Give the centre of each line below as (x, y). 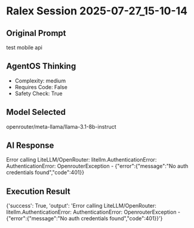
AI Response (30, 146)
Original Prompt (36, 33)
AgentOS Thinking (41, 66)
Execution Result (38, 191)
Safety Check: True (39, 93)
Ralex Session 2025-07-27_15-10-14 (97, 11)
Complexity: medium (40, 80)
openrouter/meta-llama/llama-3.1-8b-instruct (61, 126)
